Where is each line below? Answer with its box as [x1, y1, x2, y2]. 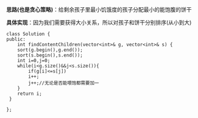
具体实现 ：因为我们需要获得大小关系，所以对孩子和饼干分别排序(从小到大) [6, 19, 192, 26]
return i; [17, 91, 43, 97]
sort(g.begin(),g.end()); [17, 47, 83, 53]
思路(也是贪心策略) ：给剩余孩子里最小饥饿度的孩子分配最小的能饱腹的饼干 [6, 6, 192, 13]
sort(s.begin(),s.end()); [17, 52, 83, 58]
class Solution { [6, 31, 51, 37]
